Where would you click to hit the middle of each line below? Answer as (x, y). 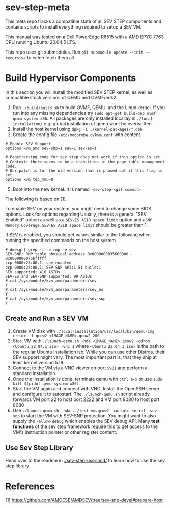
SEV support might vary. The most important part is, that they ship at (84, 357)
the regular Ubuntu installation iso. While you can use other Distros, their (89, 352)
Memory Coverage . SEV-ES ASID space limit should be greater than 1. (77, 225)
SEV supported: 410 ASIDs (33, 272)
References (30, 486)
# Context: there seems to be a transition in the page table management (85, 162)
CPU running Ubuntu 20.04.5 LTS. (41, 42)
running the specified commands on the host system (61, 240)
